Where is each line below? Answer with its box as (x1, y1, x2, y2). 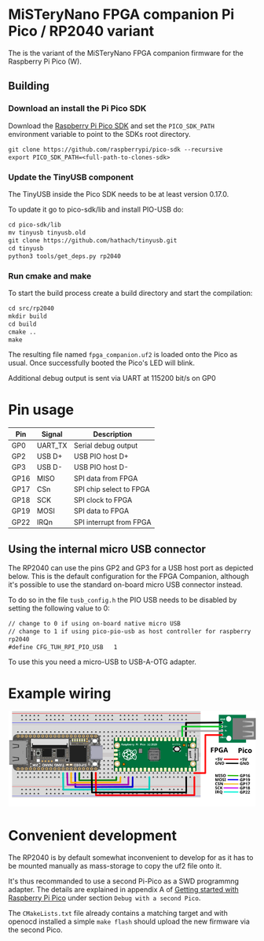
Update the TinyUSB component (8, 172, 134, 183)
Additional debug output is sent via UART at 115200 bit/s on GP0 (8, 374, 216, 383)
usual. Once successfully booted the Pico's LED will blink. (8, 358, 195, 367)
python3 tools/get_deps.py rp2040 (8, 252, 122, 260)
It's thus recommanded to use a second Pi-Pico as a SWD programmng (8, 876, 240, 886)
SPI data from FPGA (73, 474, 138, 483)
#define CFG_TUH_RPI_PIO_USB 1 (8, 643, 118, 651)
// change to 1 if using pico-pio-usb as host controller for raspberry (8, 627, 251, 635)
